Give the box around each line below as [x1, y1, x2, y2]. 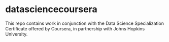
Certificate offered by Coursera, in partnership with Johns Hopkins [5, 25, 145, 31]
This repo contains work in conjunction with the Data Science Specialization [5, 20, 164, 26]
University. [5, 31, 28, 37]
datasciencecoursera [5, 4, 97, 15]
